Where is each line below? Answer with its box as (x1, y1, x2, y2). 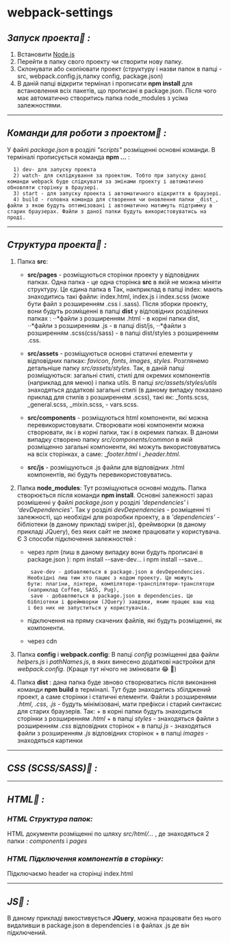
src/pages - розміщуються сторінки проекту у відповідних (27, 271, 200, 279)
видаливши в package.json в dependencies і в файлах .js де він (7, 921, 190, 929)
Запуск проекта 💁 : (7, 32, 91, 44)
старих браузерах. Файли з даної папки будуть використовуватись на (7, 208, 207, 215)
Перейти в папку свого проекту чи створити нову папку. (16, 58, 183, 66)
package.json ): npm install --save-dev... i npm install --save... (27, 555, 203, 563)
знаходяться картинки (16, 736, 84, 744)
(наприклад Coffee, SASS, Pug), (27, 586, 120, 593)
